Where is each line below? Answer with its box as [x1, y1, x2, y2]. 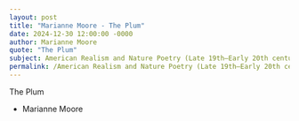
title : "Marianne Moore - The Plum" [9, 21, 145, 30]
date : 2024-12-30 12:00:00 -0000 [9, 29, 133, 38]
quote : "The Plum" [9, 46, 77, 55]
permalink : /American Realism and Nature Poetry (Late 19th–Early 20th [9, 63, 280, 72]
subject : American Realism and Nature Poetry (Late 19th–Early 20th [9, 54, 269, 63]
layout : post [9, 12, 58, 22]
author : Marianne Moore [9, 37, 98, 47]
